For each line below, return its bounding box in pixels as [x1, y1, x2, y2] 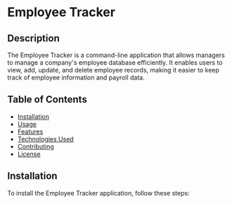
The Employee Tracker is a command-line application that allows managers [7, 51, 225, 59]
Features [17, 127, 44, 136]
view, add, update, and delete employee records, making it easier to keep [7, 66, 220, 74]
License [17, 149, 41, 158]
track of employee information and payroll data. [7, 73, 146, 82]
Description [7, 32, 60, 44]
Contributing [17, 142, 54, 151]
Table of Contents [7, 94, 88, 106]
